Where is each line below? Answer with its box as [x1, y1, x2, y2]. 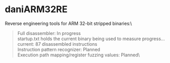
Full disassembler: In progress [17, 30, 81, 36]
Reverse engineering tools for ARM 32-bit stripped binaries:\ [5, 20, 132, 26]
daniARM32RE [5, 4, 68, 15]
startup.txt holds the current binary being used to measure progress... [17, 36, 165, 42]
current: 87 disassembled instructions [17, 41, 98, 47]
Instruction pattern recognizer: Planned [17, 46, 100, 52]
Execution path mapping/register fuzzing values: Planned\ [17, 52, 140, 58]
